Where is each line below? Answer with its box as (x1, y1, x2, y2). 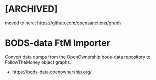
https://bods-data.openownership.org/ (12, 69, 92, 75)
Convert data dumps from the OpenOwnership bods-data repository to (5, 54, 151, 60)
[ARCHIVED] (5, 3, 58, 15)
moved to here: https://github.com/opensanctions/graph (5, 20, 121, 26)
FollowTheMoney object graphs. (5, 59, 71, 65)
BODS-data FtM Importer (5, 37, 111, 49)
